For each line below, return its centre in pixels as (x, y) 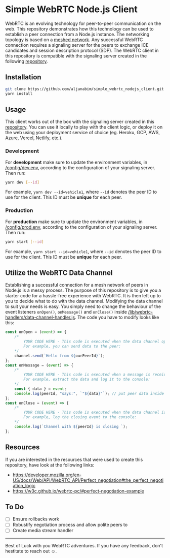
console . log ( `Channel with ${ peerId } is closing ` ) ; (71, 426)
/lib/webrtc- (141, 312)
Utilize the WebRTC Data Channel (59, 273)
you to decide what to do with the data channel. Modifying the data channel (84, 301)
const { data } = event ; (40, 389)
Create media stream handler (43, 531)
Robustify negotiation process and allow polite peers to (70, 525)
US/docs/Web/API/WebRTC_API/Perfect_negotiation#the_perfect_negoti (88, 480)
